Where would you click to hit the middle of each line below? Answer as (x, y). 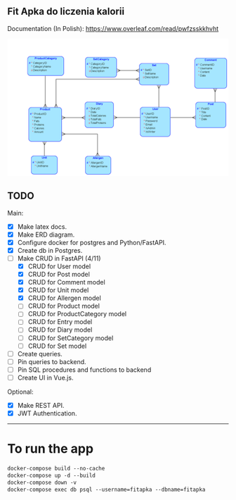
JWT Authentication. (47, 413)
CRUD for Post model (59, 275)
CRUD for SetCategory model (71, 338)
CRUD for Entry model (60, 322)
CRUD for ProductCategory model (77, 314)
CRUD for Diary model (60, 330)
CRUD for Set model (57, 346)
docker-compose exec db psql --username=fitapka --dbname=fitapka (106, 489)
